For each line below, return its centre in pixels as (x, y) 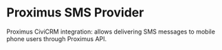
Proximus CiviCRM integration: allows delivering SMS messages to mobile (111, 32)
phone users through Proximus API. (57, 38)
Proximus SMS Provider (75, 13)
